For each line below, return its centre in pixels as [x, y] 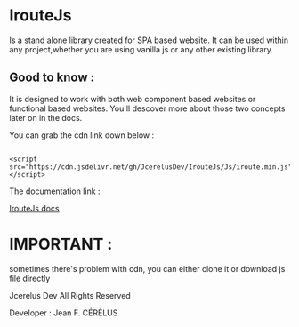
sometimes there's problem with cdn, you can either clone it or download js [147, 268]
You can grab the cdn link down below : [81, 135]
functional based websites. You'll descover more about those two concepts [147, 108]
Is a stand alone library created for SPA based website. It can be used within [149, 40]
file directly [30, 278]
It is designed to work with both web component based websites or [133, 99]
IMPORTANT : [61, 244]
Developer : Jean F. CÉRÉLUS [64, 313]
